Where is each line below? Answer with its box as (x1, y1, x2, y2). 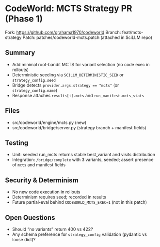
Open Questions (5, 213, 55, 222)
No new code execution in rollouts (12, 189, 80, 195)
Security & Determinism (5, 176, 79, 184)
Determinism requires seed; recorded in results (12, 194, 107, 200)
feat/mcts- (122, 29, 144, 35)
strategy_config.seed (12, 78, 56, 83)
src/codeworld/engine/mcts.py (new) (12, 120, 87, 125)
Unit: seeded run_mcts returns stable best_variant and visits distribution (12, 152, 155, 158)
